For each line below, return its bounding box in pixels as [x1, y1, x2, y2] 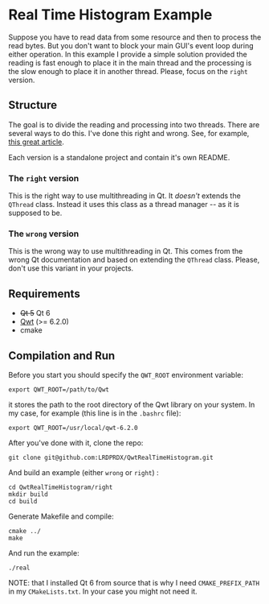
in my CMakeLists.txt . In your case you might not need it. [8, 586, 198, 596]
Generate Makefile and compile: [8, 511, 114, 521]
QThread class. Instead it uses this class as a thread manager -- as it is [8, 200, 239, 209]
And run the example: [8, 548, 79, 557]
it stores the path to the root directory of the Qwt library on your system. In [8, 399, 255, 409]
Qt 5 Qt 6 [19, 308, 51, 318]
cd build [8, 497, 38, 505]
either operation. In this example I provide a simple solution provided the [8, 49, 247, 59]
